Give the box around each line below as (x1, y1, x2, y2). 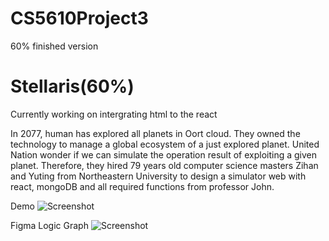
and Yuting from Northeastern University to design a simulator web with (10, 170, 307, 182)
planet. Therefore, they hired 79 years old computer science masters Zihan (10, 159, 319, 171)
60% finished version (10, 40, 99, 52)
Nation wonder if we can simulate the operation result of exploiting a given (10, 148, 318, 161)
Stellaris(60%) (10, 75, 135, 98)
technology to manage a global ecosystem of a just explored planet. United (10, 138, 320, 150)
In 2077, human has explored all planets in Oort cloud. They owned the (10, 127, 301, 139)
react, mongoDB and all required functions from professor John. (10, 180, 275, 192)
